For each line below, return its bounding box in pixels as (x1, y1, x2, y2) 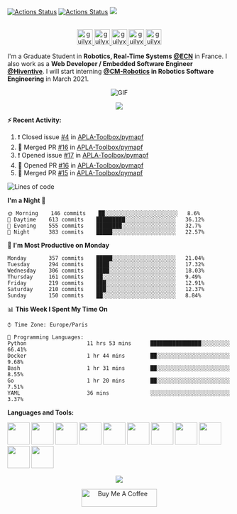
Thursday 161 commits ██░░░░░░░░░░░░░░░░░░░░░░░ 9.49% (7, 273, 202, 280)
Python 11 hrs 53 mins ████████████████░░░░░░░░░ (7, 340, 231, 347)
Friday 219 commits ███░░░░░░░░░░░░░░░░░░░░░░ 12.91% (7, 280, 204, 287)
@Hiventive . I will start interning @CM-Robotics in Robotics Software (7, 67, 214, 75)
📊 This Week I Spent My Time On (7, 305, 108, 313)
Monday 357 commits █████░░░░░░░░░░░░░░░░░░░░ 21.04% (7, 255, 204, 262)
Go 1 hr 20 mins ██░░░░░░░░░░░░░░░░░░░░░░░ (7, 377, 231, 384)
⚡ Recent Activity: (7, 116, 62, 124)
